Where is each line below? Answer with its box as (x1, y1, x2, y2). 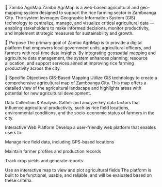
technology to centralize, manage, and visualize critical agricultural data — (5, 20, 154, 26)
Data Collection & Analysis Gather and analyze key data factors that (5, 100, 140, 105)
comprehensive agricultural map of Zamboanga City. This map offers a (5, 80, 146, 86)
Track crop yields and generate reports (5, 158, 83, 163)
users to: (5, 130, 23, 135)
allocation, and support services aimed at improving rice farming (5, 61, 134, 66)
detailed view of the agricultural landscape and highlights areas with (5, 85, 142, 91)
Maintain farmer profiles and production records (5, 148, 101, 154)
